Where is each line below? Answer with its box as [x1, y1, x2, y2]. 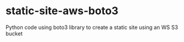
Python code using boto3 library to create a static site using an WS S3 [5, 24, 179, 31]
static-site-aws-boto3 [5, 4, 119, 18]
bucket [5, 30, 23, 37]
